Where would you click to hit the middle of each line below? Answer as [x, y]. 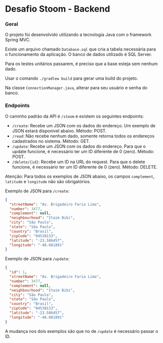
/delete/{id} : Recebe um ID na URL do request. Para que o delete [79, 162]
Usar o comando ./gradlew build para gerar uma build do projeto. [72, 78]
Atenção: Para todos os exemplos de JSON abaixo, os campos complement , [80, 176]
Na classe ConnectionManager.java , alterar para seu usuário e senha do [76, 88]
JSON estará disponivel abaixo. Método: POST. [59, 131]
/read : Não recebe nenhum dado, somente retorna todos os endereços [83, 136]
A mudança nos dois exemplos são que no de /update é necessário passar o [81, 331]
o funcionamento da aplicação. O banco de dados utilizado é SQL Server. [79, 54]
